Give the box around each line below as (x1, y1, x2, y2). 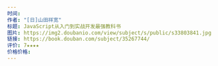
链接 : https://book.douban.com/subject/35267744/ (7, 36, 150, 43)
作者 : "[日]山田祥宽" (7, 16, 62, 23)
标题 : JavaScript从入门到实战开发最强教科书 (7, 23, 122, 30)
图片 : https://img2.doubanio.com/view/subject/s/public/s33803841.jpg (7, 29, 212, 36)
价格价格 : (7, 49, 31, 56)
